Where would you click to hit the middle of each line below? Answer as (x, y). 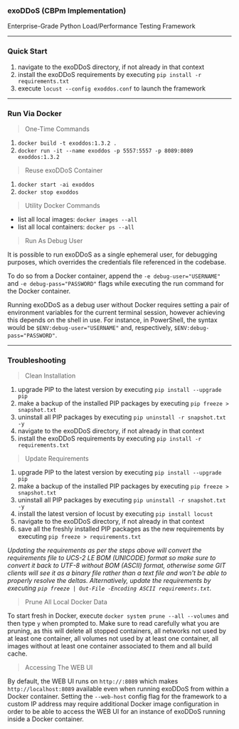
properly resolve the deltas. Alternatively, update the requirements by (109, 581)
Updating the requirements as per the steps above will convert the (105, 550)
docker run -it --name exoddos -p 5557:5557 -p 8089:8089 (105, 151)
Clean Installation (50, 376)
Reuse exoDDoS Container (64, 170)
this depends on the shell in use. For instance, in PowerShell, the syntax (113, 320)
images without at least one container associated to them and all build (110, 646)
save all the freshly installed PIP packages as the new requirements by (121, 529)
